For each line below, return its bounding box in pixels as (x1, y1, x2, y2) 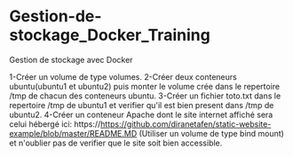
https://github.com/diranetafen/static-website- (100, 118, 272, 130)
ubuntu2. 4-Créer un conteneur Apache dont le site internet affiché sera (9, 109, 273, 120)
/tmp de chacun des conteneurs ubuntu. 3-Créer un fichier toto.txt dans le (9, 90, 281, 101)
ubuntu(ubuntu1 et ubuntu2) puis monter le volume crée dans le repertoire (9, 81, 281, 91)
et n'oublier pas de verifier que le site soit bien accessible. (9, 137, 223, 148)
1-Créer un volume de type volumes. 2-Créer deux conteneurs (9, 71, 237, 82)
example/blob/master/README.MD (9, 128, 138, 138)
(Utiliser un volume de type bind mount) (139, 128, 284, 138)
